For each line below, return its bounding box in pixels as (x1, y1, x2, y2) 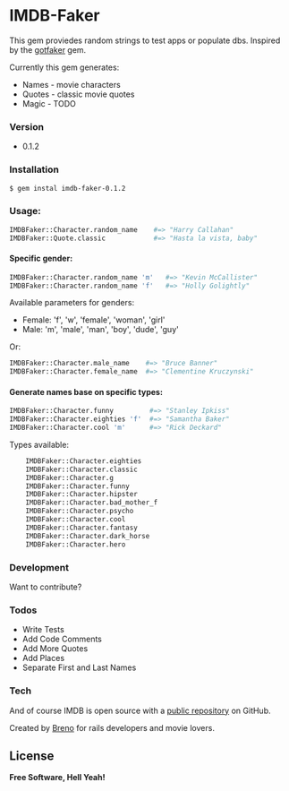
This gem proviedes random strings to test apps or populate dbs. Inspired (9, 35, 281, 46)
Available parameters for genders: (9, 297, 135, 308)
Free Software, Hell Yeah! (9, 772, 106, 783)
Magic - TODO (21, 98, 76, 108)
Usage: (9, 205, 42, 218)
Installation (9, 163, 60, 176)
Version (9, 120, 45, 133)
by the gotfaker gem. (9, 44, 87, 55)
